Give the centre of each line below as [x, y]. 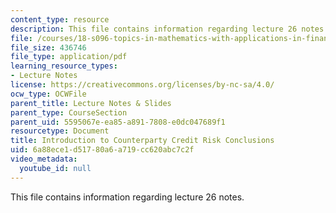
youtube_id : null [55, 168]
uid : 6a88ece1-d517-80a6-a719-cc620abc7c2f [102, 150]
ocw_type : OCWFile [48, 94]
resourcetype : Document [60, 131]
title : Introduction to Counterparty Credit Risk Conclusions [142, 141]
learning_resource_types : [64, 66]
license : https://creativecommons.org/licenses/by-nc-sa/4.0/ [142, 85]
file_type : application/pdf [69, 57]
